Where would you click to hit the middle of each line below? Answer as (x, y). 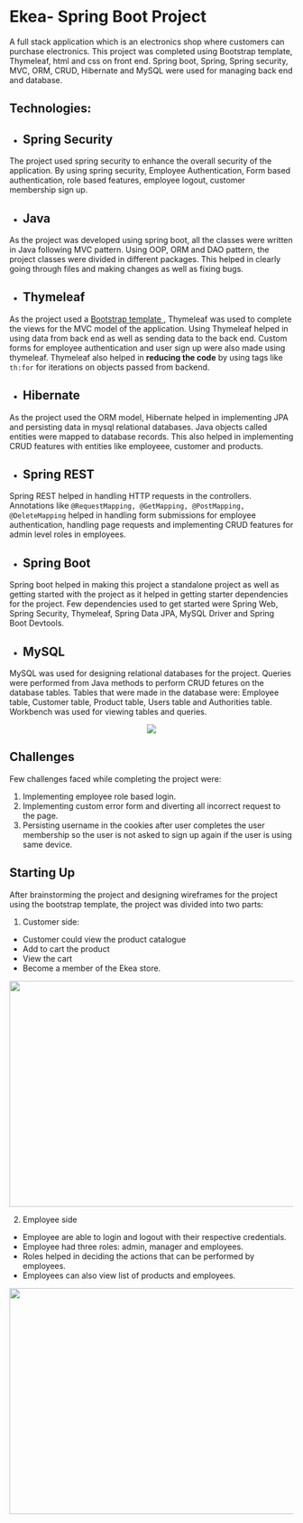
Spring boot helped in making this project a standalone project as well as (144, 585)
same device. (47, 844)
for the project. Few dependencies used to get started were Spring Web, (144, 604)
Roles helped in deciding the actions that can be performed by (138, 1256)
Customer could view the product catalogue (104, 939)
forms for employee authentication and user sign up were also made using (147, 348)
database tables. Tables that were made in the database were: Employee (144, 692)
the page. (40, 815)
